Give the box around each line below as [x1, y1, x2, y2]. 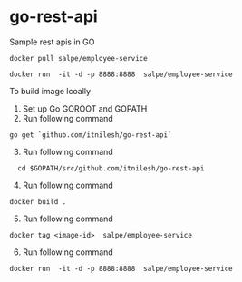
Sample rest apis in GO [9, 36, 95, 47]
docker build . [9, 197, 67, 206]
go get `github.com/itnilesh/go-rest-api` [9, 130, 172, 140]
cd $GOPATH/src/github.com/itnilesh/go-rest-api [17, 163, 205, 173]
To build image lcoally [9, 85, 92, 96]
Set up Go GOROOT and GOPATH [22, 102, 148, 114]
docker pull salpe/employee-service [9, 53, 148, 63]
